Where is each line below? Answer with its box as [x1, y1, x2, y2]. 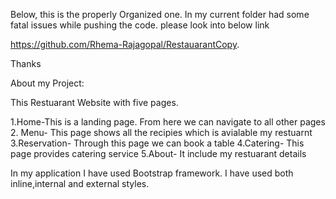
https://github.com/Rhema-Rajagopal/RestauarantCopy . [10, 39, 240, 50]
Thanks [10, 58, 42, 69]
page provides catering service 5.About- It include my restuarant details [10, 148, 307, 159]
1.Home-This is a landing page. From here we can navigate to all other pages [10, 116, 326, 128]
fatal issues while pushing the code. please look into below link [10, 19, 270, 31]
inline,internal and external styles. [10, 178, 150, 189]
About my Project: [10, 77, 85, 89]
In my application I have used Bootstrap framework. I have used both [10, 167, 294, 179]
